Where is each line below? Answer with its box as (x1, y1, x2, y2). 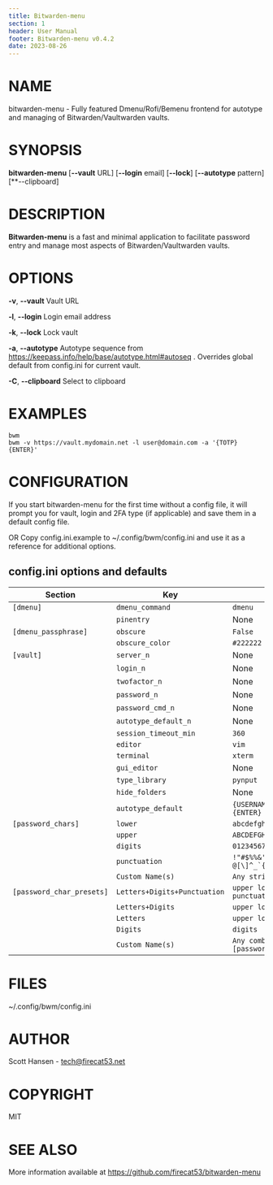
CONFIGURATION (8, 473, 128, 491)
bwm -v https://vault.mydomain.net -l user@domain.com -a (8, 438, 209, 447)
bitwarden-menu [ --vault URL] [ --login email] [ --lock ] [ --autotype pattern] (8, 168, 265, 177)
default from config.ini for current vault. (8, 360, 141, 370)
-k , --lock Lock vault (8, 327, 79, 337)
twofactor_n (116, 676, 162, 686)
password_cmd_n (116, 703, 175, 712)
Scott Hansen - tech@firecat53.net (8, 1057, 126, 1066)
